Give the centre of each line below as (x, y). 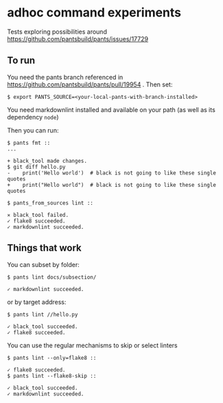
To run (21, 61)
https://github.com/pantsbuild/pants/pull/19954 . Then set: (90, 84)
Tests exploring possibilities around (57, 32)
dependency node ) (33, 117)
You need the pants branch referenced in (65, 77)
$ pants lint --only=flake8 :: (52, 358)
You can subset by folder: (44, 264)
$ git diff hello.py (37, 167)
